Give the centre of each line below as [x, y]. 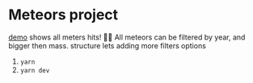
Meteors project [63, 15]
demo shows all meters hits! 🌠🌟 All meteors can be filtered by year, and [127, 37]
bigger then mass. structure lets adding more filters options [107, 45]
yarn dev [35, 70]
